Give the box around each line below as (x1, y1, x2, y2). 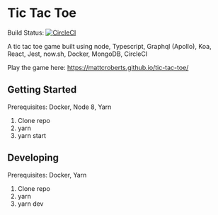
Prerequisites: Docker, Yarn (7, 170, 87, 179)
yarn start (17, 131, 47, 139)
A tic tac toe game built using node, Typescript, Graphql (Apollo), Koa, (7, 42, 212, 50)
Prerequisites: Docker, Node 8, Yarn (7, 103, 112, 111)
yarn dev (17, 199, 44, 208)
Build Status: (7, 28, 45, 37)
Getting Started (7, 83, 77, 96)
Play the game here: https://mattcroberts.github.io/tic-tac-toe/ (7, 63, 189, 71)
